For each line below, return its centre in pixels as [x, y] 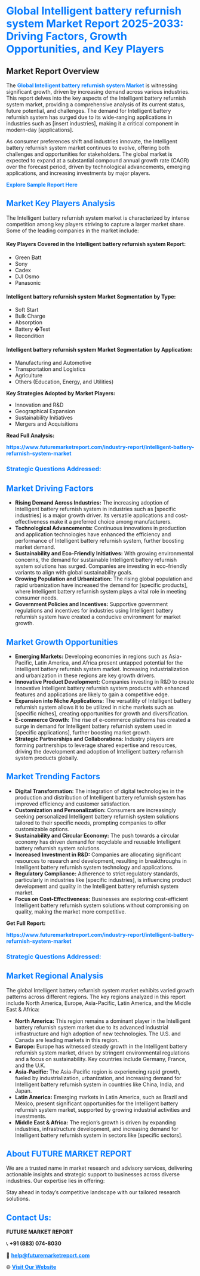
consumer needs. [36, 598]
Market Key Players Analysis [61, 203]
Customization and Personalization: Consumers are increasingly [95, 810]
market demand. [35, 547]
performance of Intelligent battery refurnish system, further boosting [99, 541]
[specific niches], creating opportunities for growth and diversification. [102, 713]
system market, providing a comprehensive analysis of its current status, [96, 104]
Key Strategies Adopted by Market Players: [61, 393]
